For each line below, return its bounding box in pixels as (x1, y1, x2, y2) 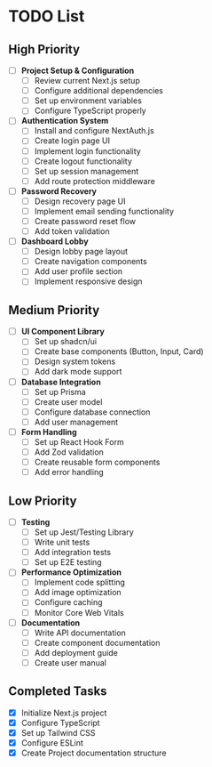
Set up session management (34, 166, 139, 176)
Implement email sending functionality (34, 206, 175, 216)
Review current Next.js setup (34, 76, 141, 86)
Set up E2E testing (34, 557, 103, 568)
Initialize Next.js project (20, 707, 107, 718)
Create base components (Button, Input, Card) (34, 346, 205, 357)
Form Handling (20, 426, 77, 437)
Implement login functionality (34, 145, 141, 157)
